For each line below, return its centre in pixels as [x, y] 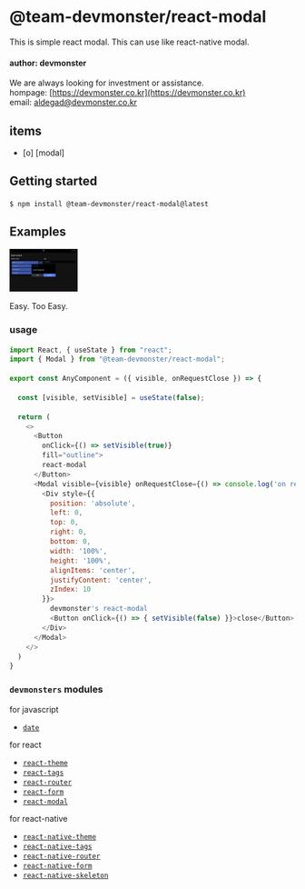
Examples [38, 232]
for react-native [39, 818]
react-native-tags [57, 846]
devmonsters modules [56, 690]
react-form [43, 792]
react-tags [43, 773]
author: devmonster [48, 63]
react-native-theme [59, 837]
